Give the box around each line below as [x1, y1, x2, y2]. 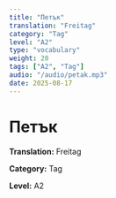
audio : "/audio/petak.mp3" [9, 71, 108, 80]
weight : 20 [9, 54, 49, 63]
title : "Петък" [9, 12, 65, 22]
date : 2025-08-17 [9, 79, 73, 88]
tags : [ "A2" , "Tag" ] [9, 63, 85, 72]
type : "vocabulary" [9, 46, 81, 55]
